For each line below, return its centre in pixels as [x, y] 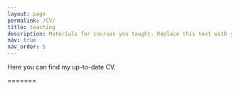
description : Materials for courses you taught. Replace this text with [117, 34]
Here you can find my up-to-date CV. [62, 67]
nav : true [22, 40]
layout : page [27, 14]
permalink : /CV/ [31, 21]
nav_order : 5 [27, 47]
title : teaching [31, 27]
